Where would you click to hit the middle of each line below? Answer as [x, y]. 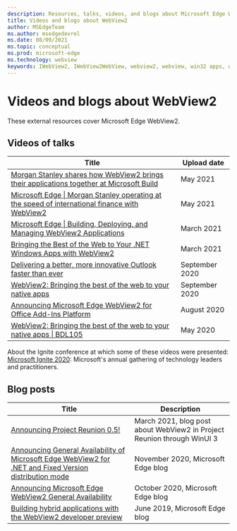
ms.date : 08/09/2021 [38, 40]
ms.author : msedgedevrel [44, 34]
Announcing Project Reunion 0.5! [66, 430]
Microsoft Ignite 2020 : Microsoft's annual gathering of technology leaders [115, 359]
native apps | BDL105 [47, 335]
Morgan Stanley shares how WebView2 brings [87, 175]
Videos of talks [41, 143]
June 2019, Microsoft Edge [180, 508]
